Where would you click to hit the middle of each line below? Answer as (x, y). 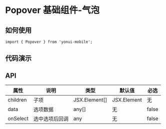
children (17, 100)
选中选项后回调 (51, 119)
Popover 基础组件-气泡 (52, 10)
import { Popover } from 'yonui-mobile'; (49, 42)
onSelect (18, 119)
